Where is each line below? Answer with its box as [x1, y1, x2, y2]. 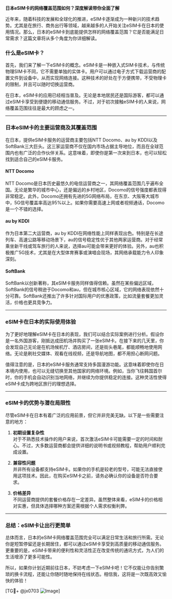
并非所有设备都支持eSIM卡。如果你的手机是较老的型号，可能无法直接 [12, 466, 159, 472]
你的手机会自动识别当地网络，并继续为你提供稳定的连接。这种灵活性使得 [14, 374, 167, 380]
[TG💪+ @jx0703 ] [5, 588, 60, 594]
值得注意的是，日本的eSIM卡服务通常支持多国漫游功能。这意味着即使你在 [5, 361, 160, 367]
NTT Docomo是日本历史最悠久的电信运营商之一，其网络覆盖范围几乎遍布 [5, 180, 160, 186]
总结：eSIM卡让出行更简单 [5, 522, 71, 529]
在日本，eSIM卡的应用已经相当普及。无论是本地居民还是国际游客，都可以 [5, 92, 160, 98]
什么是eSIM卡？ [5, 49, 45, 56]
